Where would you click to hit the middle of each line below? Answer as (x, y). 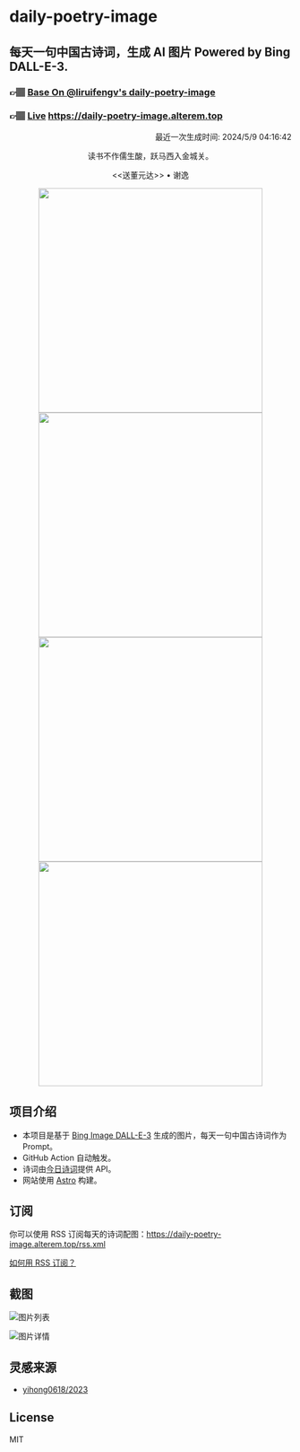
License (32, 1417)
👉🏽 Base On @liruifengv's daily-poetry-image (112, 92)
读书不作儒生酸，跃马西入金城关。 (150, 155)
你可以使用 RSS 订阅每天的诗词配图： (78, 1234)
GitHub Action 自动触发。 (69, 1157)
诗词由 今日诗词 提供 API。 (69, 1168)
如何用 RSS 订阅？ (43, 1263)
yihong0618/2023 (55, 1390)
